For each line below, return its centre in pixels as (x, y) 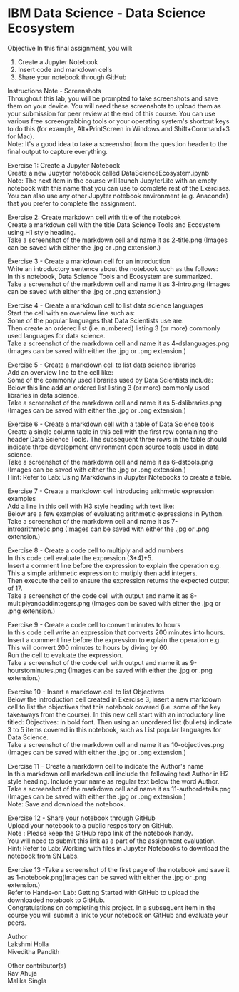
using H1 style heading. (42, 232)
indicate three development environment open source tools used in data (113, 447)
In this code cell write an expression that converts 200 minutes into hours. (116, 632)
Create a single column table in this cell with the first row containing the (113, 431)
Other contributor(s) (37, 966)
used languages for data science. (56, 335)
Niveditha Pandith (34, 951)
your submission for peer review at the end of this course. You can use (112, 113)
